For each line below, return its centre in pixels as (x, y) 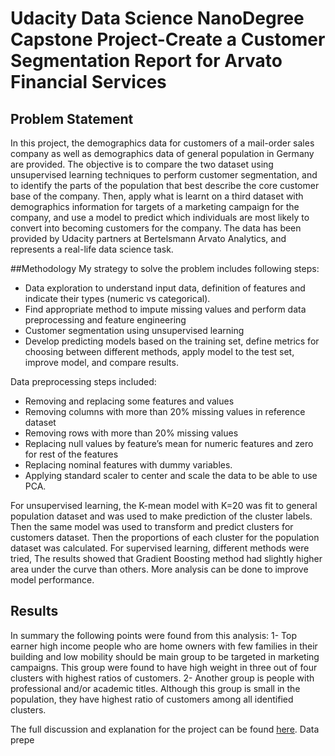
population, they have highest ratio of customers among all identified (152, 699)
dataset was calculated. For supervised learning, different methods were (160, 548)
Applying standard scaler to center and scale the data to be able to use (171, 475)
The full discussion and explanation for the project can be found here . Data (165, 729)
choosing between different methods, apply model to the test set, (159, 351)
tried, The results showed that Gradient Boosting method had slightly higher (166, 558)
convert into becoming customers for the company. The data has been (156, 228)
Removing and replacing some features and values (129, 401)
